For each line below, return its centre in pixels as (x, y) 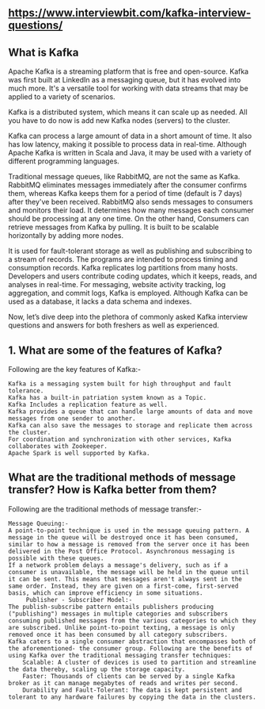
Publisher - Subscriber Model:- (79, 600)
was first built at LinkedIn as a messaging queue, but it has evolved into (125, 80)
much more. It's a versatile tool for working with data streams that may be (129, 88)
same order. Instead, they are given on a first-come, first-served (123, 586)
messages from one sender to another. (72, 419)
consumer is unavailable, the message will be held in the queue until (129, 572)
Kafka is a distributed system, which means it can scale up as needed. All (128, 112)
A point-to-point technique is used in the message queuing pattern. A (129, 531)
